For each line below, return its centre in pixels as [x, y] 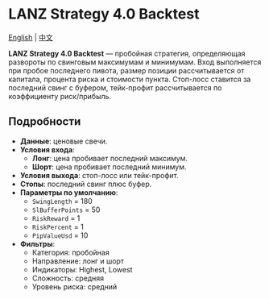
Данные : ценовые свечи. [64, 141]
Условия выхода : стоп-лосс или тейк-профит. [99, 175]
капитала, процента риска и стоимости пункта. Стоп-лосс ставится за [130, 79]
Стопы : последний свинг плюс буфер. [86, 184]
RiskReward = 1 [56, 218]
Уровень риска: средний [74, 286]
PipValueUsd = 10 [60, 235]
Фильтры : [37, 243]
